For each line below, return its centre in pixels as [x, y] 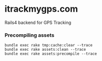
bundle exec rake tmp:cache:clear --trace [49, 45]
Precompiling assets [29, 35]
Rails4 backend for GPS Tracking [38, 22]
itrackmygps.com [41, 9]
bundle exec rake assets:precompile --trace [51, 54]
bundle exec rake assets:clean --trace [45, 50]
